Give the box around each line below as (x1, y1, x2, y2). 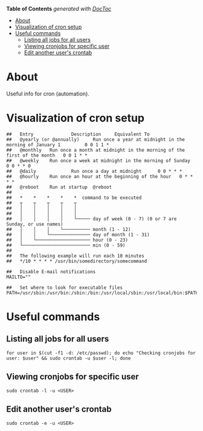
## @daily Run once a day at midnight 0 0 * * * (6, 168, 182, 174)
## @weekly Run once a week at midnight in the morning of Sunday (6, 157, 190, 164)
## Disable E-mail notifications (6, 268, 96, 274)
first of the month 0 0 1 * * (6, 152, 88, 158)
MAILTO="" (6, 274, 31, 280)
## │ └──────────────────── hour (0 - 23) (6, 237, 129, 243)
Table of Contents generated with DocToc (6, 5, 112, 12)
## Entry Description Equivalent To (6, 131, 150, 137)
